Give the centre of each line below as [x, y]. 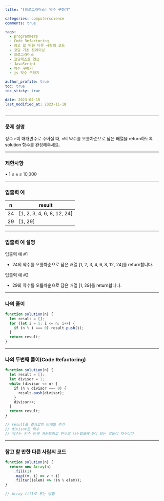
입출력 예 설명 [20, 242]
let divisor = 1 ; [27, 379]
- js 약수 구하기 [24, 73]
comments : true [20, 23]
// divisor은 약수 [22, 429]
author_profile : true [27, 82]
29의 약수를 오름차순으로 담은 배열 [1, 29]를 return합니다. [67, 285]
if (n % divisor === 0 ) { [40, 388]
